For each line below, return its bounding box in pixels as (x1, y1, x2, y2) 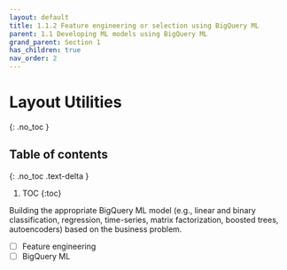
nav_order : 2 (9, 54, 58, 63)
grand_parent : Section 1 (9, 37, 101, 47)
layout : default (9, 12, 69, 22)
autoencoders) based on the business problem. (9, 223, 182, 235)
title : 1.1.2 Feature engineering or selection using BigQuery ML (9, 21, 260, 30)
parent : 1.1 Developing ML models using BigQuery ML (9, 29, 208, 38)
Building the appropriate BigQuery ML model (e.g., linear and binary (9, 204, 257, 215)
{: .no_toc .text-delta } (9, 170, 89, 181)
